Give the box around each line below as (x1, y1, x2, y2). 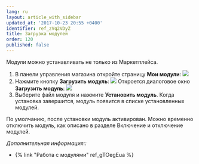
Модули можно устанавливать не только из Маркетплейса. (6, 58, 158, 66)
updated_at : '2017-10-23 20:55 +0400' (6, 20, 103, 26)
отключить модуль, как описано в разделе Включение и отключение (6, 122, 183, 129)
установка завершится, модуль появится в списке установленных (14, 97, 185, 104)
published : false (6, 42, 50, 48)
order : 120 (6, 36, 33, 42)
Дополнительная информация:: (6, 140, 87, 147)
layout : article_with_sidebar (6, 14, 82, 20)
